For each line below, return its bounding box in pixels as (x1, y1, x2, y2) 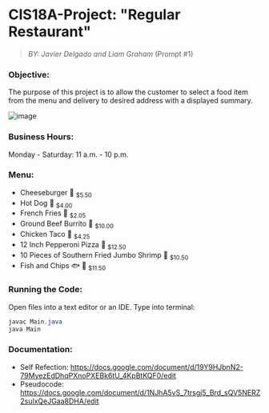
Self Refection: (19, 362, 70, 371)
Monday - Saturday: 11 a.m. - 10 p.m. (8, 150, 129, 159)
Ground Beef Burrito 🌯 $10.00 (19, 219, 114, 231)
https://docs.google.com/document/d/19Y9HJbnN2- (70, 362, 244, 371)
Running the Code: (8, 284, 82, 295)
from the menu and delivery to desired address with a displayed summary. (8, 96, 254, 106)
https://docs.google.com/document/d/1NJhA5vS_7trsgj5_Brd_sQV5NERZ (19, 387, 261, 397)
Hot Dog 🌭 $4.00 (19, 198, 73, 210)
